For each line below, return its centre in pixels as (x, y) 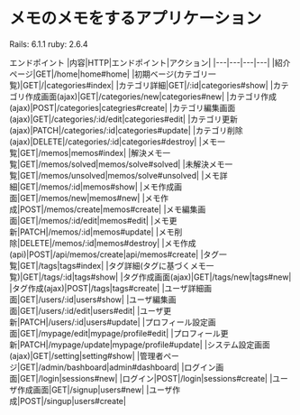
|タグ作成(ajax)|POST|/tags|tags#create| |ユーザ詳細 (107, 288)
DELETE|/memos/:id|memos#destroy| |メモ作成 (108, 243)
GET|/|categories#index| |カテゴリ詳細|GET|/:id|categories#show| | (148, 85)
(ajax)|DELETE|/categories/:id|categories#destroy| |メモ (114, 142)
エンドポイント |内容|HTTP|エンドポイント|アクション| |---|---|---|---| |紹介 (150, 62)
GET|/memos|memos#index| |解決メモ (91, 152)
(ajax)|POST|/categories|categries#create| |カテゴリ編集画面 (123, 107)
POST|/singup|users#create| (73, 401)
